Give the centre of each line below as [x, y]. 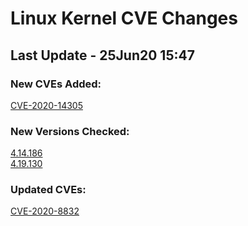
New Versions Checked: [70, 131]
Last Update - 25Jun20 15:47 [102, 55]
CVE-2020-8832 [45, 211]
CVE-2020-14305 [46, 105]
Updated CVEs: [48, 190]
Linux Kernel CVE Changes [124, 18]
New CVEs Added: [56, 84]
